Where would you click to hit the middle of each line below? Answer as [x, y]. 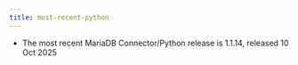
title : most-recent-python [59, 17]
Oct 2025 [40, 52]
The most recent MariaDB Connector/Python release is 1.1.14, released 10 [155, 43]
